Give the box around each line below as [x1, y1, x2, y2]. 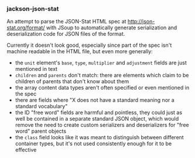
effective [15, 146, 37, 153]
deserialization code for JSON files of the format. [6, 30, 125, 37]
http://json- [127, 18, 155, 25]
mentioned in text [15, 66, 58, 73]
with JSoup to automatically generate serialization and [46, 24, 177, 31]
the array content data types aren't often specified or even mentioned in [15, 84, 190, 91]
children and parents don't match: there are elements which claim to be [15, 72, 189, 79]
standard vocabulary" [15, 103, 68, 110]
